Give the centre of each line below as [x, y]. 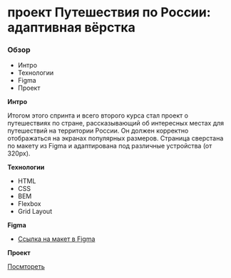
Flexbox [29, 204]
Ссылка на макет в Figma [56, 239]
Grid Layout [35, 212]
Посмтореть [26, 267]
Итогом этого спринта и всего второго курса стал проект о [98, 115]
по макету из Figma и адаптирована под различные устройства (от [110, 146]
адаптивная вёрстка [71, 27]
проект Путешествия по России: [109, 12]
